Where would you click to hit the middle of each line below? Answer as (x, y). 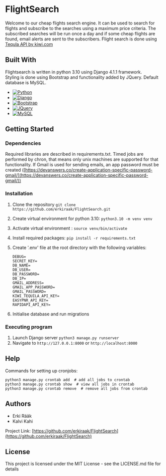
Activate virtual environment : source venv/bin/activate (70, 228)
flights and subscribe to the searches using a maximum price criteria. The (81, 28)
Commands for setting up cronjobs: (41, 371)
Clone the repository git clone (44, 204)
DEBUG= (19, 256)
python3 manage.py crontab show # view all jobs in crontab (70, 384)
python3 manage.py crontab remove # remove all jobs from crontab (77, 388)
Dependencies (23, 143)
